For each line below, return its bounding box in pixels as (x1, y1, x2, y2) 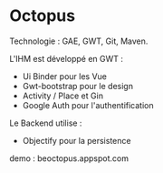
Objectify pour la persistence (22, 135, 131, 146)
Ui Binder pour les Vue (22, 70, 107, 82)
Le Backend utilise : (9, 117, 82, 128)
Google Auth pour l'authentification (22, 99, 154, 110)
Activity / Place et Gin (22, 90, 104, 101)
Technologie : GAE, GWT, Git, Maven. (9, 36, 149, 46)
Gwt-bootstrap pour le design (22, 80, 134, 91)
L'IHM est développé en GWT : (9, 53, 124, 64)
